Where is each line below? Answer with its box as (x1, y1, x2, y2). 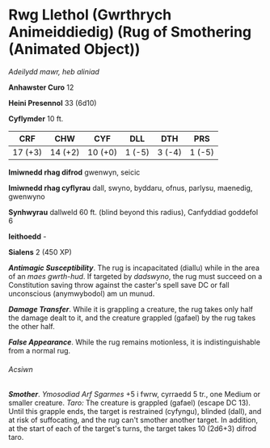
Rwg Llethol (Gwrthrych (8, 6, 172, 24)
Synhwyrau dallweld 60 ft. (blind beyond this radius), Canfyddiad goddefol (8, 207, 259, 217)
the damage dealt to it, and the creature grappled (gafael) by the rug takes (8, 313, 256, 323)
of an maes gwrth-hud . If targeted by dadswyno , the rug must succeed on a (8, 271, 263, 281)
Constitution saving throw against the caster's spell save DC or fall (8, 280, 230, 290)
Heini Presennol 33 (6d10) (8, 98, 97, 108)
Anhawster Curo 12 (8, 82, 74, 92)
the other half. (8, 321, 55, 331)
